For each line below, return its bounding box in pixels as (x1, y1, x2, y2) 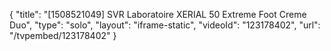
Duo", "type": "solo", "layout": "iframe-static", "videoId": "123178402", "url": (9, 19, 321, 31)
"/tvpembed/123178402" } (9, 30, 117, 41)
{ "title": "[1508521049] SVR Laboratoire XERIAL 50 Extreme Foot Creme (9, 9, 307, 20)
